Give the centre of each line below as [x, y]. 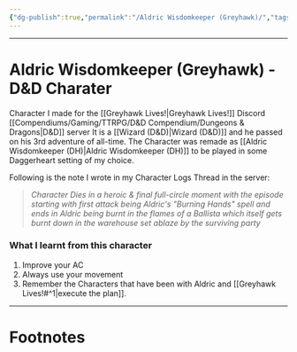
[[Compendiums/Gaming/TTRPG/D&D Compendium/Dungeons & [127, 122]
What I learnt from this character [81, 246]
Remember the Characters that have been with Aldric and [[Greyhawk [149, 284]
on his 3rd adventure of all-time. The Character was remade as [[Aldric [138, 141]
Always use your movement [72, 274]
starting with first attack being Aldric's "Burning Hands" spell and [151, 204]
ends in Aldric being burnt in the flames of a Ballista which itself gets [156, 213]
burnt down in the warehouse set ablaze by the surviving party [145, 223]
